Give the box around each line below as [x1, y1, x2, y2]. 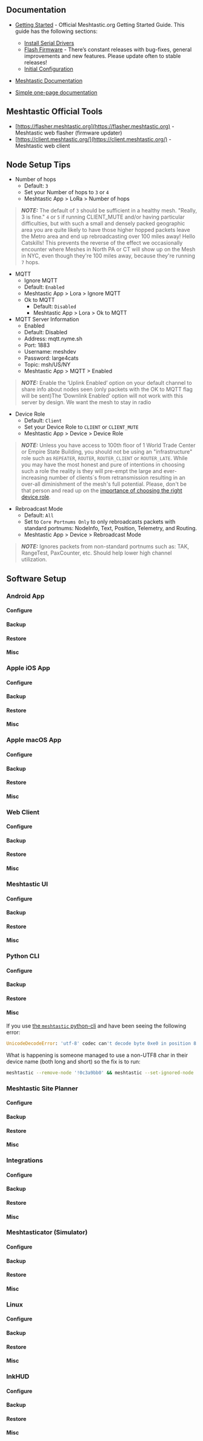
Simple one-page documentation [15, 88, 98, 96]
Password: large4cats [24, 354, 79, 362]
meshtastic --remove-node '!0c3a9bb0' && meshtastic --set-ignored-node [6, 1070, 194, 1076]
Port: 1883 [24, 342, 50, 349]
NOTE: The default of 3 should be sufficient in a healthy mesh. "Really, [21, 207, 198, 214]
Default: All [24, 511, 54, 519]
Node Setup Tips [6, 160, 71, 170]
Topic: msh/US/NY [24, 361, 71, 368]
